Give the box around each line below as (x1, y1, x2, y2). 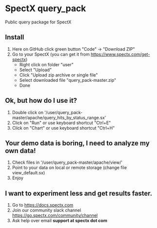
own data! (5, 147, 36, 155)
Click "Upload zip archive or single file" (19, 72, 98, 78)
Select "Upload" (19, 67, 52, 73)
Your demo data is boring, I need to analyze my (5, 139, 150, 147)
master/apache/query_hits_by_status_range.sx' (12, 114, 106, 120)
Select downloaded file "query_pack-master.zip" (19, 77, 117, 83)
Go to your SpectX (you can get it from (12, 51, 90, 57)
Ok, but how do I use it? (5, 96, 77, 105)
